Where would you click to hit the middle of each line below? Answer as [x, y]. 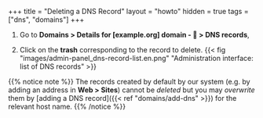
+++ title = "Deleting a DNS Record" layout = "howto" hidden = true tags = [128, 11]
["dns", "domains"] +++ [46, 20]
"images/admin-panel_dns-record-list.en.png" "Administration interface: [136, 58]
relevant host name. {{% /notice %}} [67, 106]
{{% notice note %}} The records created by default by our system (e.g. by [129, 82]
